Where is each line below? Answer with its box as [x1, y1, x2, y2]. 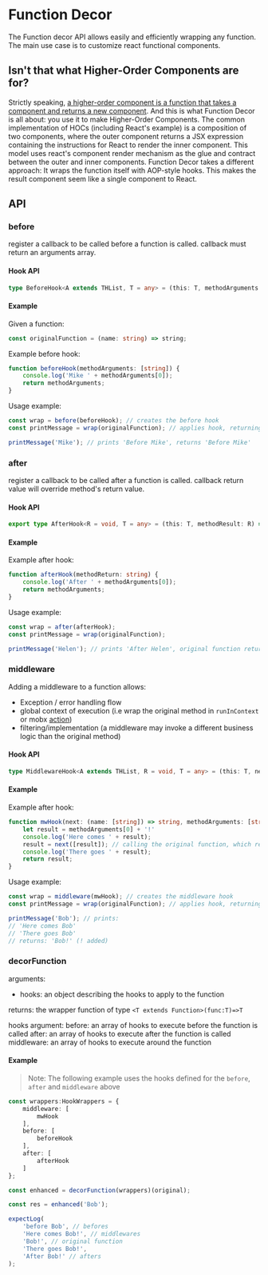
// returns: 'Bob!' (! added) [8, 937, 109, 945]
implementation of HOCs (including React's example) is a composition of [8, 122, 247, 133]
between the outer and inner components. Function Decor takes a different [8, 157, 254, 166]
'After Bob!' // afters [22, 1252, 102, 1261]
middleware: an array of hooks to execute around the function [8, 1037, 211, 1047]
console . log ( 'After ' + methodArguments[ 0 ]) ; [22, 578, 177, 586]
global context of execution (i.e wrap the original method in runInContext [19, 705, 259, 715]
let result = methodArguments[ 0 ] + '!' [22, 825, 156, 833]
